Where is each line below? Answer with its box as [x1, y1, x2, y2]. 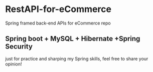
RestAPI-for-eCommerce [5, 3, 112, 15]
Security [5, 42, 33, 51]
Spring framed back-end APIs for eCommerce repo [5, 20, 111, 26]
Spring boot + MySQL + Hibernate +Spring [5, 34, 140, 43]
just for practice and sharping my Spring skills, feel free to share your [5, 55, 148, 61]
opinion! [5, 61, 22, 67]
